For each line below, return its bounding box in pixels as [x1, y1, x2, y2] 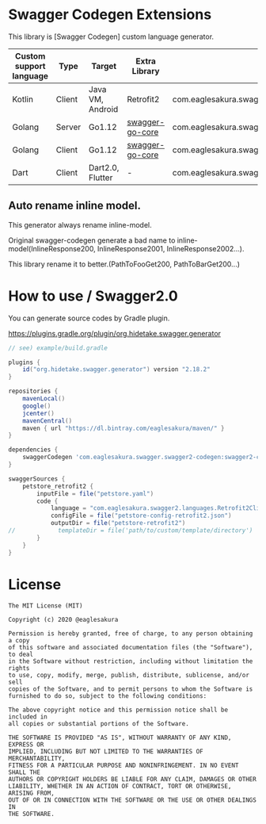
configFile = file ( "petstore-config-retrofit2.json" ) [50, 512, 232, 520]
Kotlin [12, 94, 34, 105]
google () [22, 402, 51, 410]
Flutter [88, 172, 113, 183]
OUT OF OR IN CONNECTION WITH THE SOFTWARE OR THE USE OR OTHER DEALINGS [8, 795, 257, 804]
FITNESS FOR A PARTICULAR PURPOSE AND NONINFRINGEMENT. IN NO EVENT [8, 761, 239, 769]
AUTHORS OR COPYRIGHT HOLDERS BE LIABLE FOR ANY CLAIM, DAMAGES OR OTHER [8, 775, 257, 783]
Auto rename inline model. [8, 199, 141, 213]
